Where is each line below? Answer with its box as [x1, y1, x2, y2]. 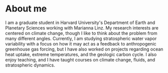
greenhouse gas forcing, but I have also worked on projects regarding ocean [5, 46, 163, 52]
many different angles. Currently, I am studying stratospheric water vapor [5, 35, 157, 41]
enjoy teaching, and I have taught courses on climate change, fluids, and [5, 56, 155, 62]
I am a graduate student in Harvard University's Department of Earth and [5, 19, 155, 25]
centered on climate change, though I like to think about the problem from [5, 30, 157, 36]
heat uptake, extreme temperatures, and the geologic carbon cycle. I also [5, 51, 157, 57]
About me [5, 3, 47, 14]
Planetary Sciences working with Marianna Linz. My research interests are [5, 24, 159, 30]
